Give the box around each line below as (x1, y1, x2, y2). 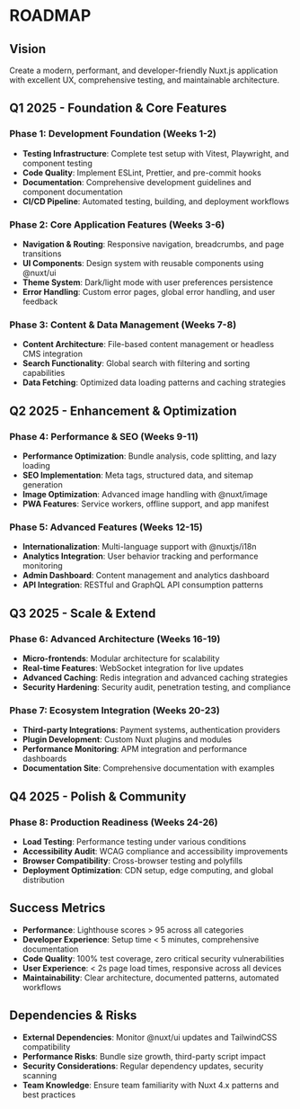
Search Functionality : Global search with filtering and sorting (22, 358, 251, 369)
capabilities (22, 368, 66, 379)
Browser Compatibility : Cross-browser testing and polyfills (22, 855, 243, 866)
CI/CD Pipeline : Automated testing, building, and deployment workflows (22, 195, 290, 207)
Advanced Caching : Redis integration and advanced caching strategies (22, 672, 288, 683)
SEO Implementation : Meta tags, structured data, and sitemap (22, 470, 254, 480)
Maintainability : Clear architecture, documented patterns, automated (22, 972, 279, 983)
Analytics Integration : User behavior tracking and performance (22, 550, 259, 562)
